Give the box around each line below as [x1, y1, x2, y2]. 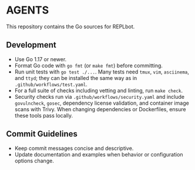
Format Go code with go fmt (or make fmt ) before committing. [14, 62, 163, 69]
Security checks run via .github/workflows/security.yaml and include [14, 93, 185, 100]
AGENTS [6, 4, 49, 17]
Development [6, 40, 57, 50]
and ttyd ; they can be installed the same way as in [14, 74, 137, 81]
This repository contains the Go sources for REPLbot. [6, 23, 135, 30]
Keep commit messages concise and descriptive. [14, 145, 134, 152]
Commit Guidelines [6, 129, 78, 139]
